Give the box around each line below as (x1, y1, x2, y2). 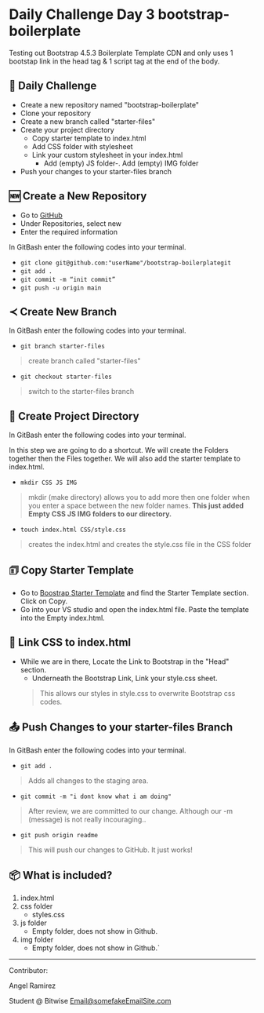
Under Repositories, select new (20, 218, 122, 228)
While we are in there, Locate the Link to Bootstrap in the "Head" (20, 657, 230, 666)
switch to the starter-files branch (27, 387, 135, 396)
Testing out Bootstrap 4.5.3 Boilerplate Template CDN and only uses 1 (9, 48, 233, 57)
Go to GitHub (20, 210, 63, 220)
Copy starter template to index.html (31, 133, 146, 143)
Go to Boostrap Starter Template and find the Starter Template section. (20, 588, 249, 597)
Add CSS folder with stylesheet (31, 141, 133, 151)
